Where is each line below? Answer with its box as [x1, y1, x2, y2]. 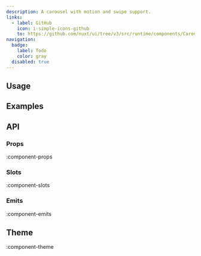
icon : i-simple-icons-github [17, 25, 90, 32]
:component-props [6, 153, 53, 160]
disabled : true [11, 59, 50, 65]
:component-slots [6, 182, 50, 189]
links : [6, 14, 23, 20]
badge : [11, 42, 28, 48]
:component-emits [6, 210, 52, 217]
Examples [6, 101, 44, 111]
